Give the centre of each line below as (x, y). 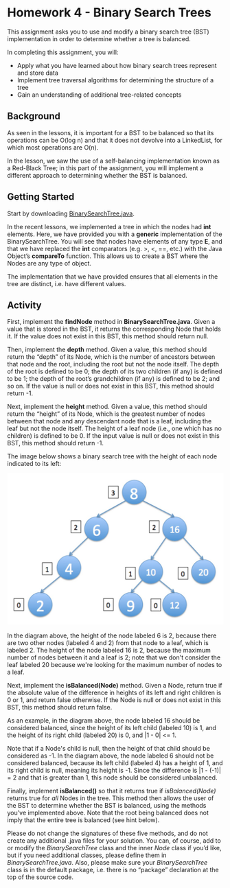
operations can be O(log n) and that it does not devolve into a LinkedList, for (115, 140)
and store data (37, 73)
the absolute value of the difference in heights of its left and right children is (114, 692)
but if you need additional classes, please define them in (87, 855)
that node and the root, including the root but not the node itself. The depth (113, 364)
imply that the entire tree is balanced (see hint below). (83, 820)
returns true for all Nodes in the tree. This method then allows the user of (111, 798)
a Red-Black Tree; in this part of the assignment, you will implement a (105, 168)
